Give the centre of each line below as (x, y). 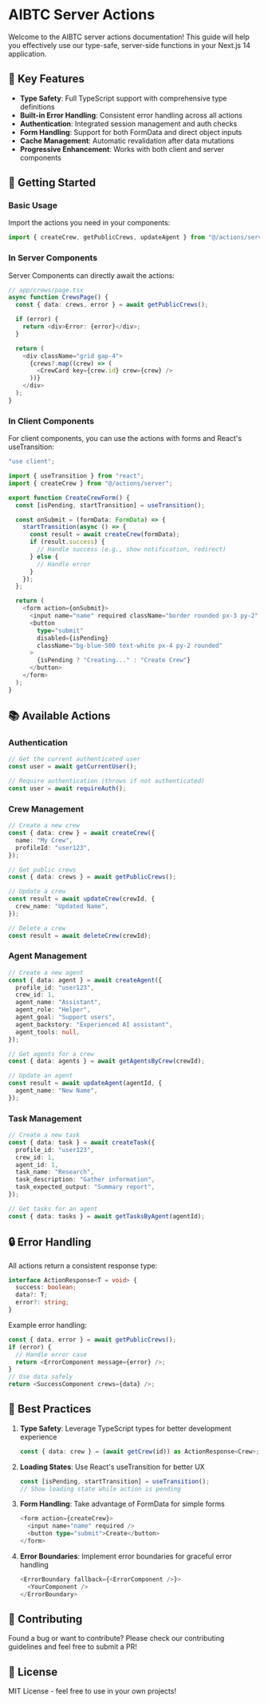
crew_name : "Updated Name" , (62, 907)
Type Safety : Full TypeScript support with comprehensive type (123, 98)
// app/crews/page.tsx (46, 290)
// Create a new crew (44, 826)
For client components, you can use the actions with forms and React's (125, 439)
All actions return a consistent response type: (83, 1265)
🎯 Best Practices (50, 1409)
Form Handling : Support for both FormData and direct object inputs (131, 132)
